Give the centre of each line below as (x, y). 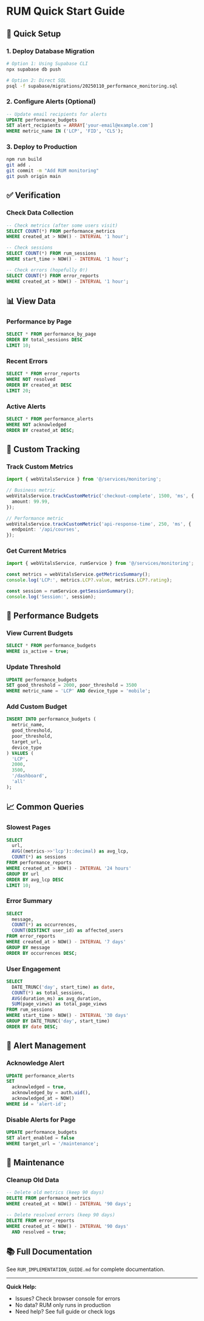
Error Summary (29, 901)
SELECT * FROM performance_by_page (51, 334)
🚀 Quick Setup (34, 34)
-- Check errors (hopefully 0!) (47, 270)
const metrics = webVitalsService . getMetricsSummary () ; (78, 575)
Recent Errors (27, 361)
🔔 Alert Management (46, 1046)
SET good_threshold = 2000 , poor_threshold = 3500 (72, 685)
